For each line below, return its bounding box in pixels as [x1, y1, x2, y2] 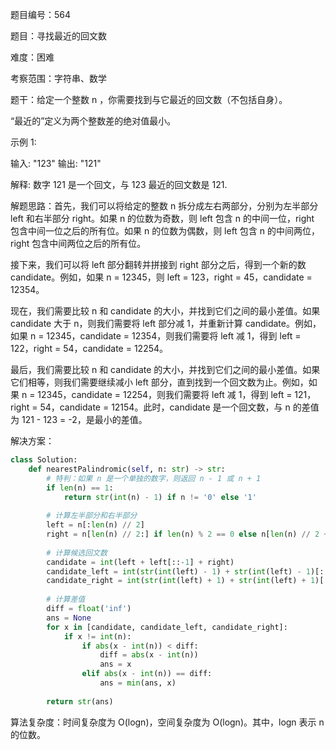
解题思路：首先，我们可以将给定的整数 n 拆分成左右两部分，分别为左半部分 [10, 200, 319, 212]
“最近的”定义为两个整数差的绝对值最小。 [10, 115, 177, 127]
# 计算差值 [46, 594, 86, 605]
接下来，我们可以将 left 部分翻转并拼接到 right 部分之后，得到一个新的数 [10, 259, 307, 270]
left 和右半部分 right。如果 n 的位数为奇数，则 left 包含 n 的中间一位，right [10, 213, 315, 224]
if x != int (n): [63, 631, 132, 642]
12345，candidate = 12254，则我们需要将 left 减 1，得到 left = [37, 389, 293, 400]
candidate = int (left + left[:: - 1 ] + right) [46, 557, 235, 567]
